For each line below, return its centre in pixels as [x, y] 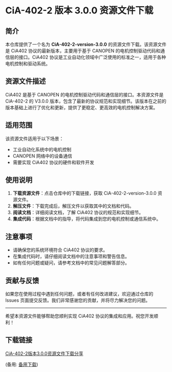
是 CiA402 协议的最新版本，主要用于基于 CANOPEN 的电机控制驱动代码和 [83, 51]
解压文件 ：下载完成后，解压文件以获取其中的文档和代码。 [73, 206]
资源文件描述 [26, 81]
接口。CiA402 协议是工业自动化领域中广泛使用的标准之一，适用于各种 [92, 57]
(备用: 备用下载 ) [22, 364]
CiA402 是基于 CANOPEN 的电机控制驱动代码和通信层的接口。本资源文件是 [84, 94]
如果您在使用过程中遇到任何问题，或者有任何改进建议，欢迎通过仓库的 [79, 294]
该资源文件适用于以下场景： [35, 139]
